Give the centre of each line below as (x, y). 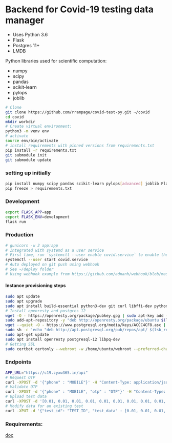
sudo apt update (23, 297)
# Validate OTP (21, 387)
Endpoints (18, 362)
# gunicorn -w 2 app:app (32, 245)
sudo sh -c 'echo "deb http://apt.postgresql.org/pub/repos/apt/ (76, 330)
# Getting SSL (20, 344)
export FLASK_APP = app (28, 212)
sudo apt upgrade (24, 301)
